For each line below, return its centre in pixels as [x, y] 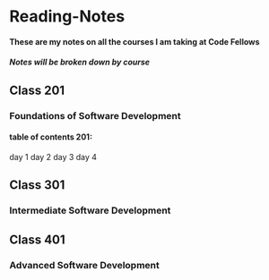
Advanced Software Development [84, 265]
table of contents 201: [51, 137]
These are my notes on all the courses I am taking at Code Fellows [134, 41]
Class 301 [37, 185]
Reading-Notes [67, 17]
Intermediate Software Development [90, 210]
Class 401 [37, 239]
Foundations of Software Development [95, 115]
